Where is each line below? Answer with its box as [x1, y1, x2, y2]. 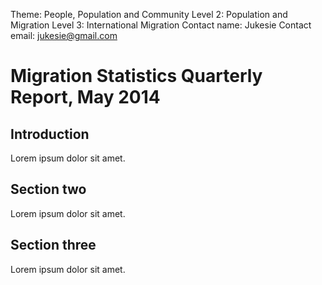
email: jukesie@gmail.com [10, 30, 118, 41]
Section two [10, 181, 87, 198]
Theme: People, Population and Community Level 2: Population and [10, 9, 288, 20]
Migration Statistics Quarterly [10, 65, 263, 88]
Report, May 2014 [10, 86, 161, 109]
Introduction [10, 125, 90, 143]
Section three [10, 237, 97, 254]
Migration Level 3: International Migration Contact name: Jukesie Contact [10, 19, 312, 31]
